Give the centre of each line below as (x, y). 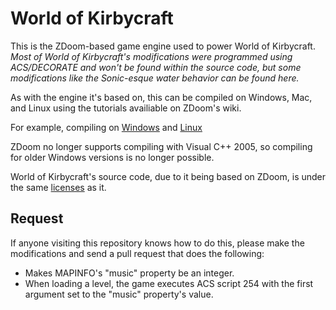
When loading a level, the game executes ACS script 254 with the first (169, 283)
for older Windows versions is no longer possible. (112, 157)
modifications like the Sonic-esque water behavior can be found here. (155, 78)
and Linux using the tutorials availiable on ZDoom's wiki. (126, 108)
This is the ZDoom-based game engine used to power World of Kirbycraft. (163, 46)
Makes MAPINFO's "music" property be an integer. (129, 273)
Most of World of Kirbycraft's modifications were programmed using (151, 56)
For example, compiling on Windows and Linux (106, 127)
